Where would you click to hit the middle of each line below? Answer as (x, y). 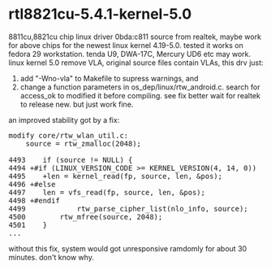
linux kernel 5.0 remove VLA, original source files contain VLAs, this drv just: (136, 63)
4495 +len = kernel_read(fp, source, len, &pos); (116, 176)
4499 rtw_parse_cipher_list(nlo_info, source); (129, 209)
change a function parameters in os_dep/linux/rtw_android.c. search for (140, 87)
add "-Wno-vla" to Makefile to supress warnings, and (109, 78)
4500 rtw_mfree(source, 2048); (86, 217)
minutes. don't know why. (52, 257)
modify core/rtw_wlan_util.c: (69, 135)
